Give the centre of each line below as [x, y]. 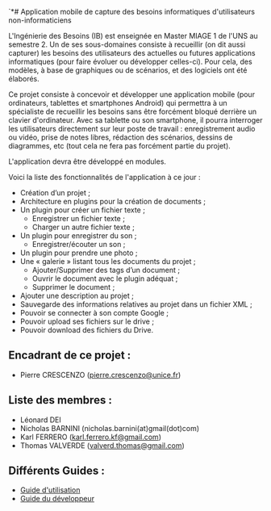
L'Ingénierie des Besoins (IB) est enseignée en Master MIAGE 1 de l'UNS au [133, 36]
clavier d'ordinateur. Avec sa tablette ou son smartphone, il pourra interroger [135, 120]
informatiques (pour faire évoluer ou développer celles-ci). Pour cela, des [130, 61]
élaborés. [24, 79]
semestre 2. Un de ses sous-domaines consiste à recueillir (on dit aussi [127, 44]
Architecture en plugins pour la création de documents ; [113, 201]
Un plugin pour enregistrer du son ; [78, 236]
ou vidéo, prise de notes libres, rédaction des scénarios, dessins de [121, 137]
